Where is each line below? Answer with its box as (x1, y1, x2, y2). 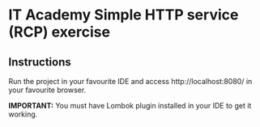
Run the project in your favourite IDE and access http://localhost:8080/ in (8, 77, 253, 86)
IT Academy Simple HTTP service (8, 6, 239, 24)
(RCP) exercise (8, 23, 111, 41)
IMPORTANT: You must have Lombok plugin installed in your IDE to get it (8, 101, 252, 110)
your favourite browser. (8, 85, 87, 95)
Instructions (8, 55, 71, 69)
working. (8, 109, 38, 119)
